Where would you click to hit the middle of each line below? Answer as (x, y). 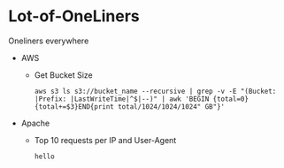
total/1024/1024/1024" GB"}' (171, 107)
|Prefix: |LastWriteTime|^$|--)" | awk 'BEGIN (122, 99)
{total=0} (231, 99)
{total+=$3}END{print (74, 107)
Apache (35, 123)
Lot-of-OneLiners (74, 16)
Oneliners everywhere (49, 41)
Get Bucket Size (64, 75)
